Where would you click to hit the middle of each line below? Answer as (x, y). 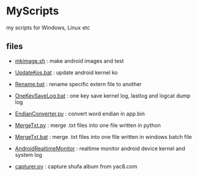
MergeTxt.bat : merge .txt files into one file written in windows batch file (103, 136)
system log (28, 154)
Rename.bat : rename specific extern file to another (78, 84)
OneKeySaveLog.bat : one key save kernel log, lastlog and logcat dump (103, 95)
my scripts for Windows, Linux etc (48, 28)
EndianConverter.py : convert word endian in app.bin (80, 113)
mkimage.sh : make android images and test (69, 60)
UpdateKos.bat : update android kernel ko (66, 72)
